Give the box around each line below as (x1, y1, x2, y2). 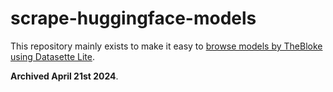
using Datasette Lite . (10, 50, 95, 62)
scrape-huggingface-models (10, 7, 257, 30)
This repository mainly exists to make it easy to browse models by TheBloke (10, 40, 323, 52)
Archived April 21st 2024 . (10, 70, 119, 82)
